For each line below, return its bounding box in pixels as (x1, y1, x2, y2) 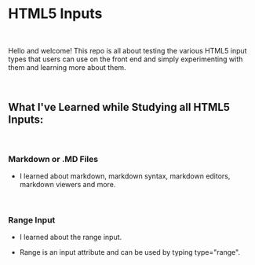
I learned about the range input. (19, 233, 122, 242)
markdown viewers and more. (19, 180, 116, 190)
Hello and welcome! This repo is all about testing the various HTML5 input (8, 46, 247, 55)
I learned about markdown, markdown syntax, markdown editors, (19, 171, 231, 181)
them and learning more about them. (8, 62, 127, 72)
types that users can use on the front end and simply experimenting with (8, 54, 243, 64)
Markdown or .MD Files (8, 153, 99, 164)
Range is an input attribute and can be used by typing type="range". (19, 248, 241, 257)
